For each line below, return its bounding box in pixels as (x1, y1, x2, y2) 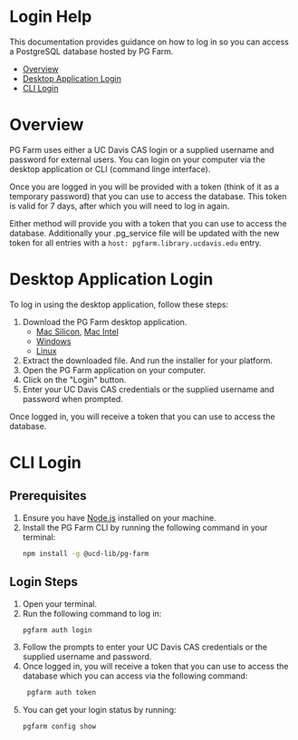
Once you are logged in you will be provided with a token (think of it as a (9, 181, 279, 192)
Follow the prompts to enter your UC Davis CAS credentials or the (22, 641, 268, 653)
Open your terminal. (22, 598, 98, 609)
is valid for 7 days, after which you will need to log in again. (9, 200, 230, 211)
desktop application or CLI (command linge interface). (9, 163, 211, 174)
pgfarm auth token (26, 688, 97, 697)
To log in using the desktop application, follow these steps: (9, 299, 229, 310)
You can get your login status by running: (22, 705, 177, 716)
